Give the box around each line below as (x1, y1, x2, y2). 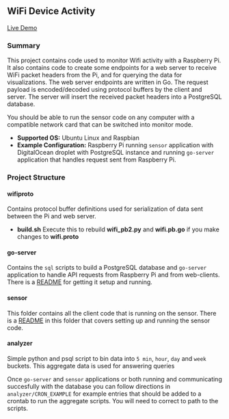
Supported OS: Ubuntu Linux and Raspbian (16, 134, 140, 142)
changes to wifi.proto (16, 233, 79, 241)
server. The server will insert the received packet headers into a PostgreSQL (7, 92, 222, 101)
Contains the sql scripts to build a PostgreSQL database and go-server (7, 264, 207, 272)
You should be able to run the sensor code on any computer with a (7, 113, 195, 122)
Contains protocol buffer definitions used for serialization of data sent (7, 205, 204, 213)
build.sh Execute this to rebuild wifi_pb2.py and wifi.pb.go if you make (16, 225, 220, 233)
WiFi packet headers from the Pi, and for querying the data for (7, 71, 183, 79)
